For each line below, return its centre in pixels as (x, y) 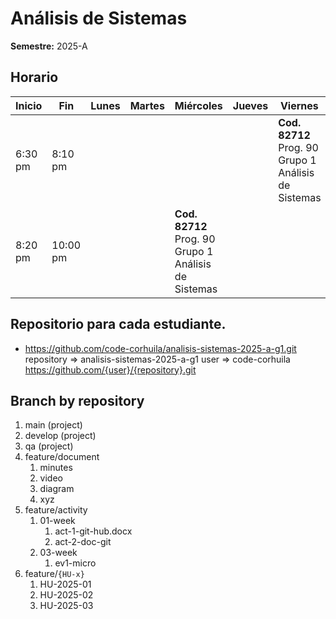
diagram (57, 489)
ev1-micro (75, 563)
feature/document (62, 457)
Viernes (299, 105)
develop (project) (60, 436)
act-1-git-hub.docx (93, 531)
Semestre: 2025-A (49, 46)
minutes (56, 468)
